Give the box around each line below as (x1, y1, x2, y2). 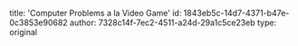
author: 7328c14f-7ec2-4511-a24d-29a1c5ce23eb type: (69, 17, 277, 28)
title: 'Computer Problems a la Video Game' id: (9, 8, 182, 18)
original (9, 27, 38, 37)
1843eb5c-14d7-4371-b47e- (183, 8, 290, 18)
